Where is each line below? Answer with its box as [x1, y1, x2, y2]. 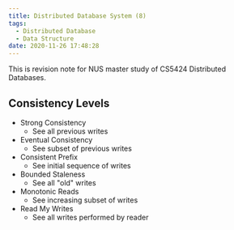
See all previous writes [32, 126, 108, 136]
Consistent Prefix [19, 151, 79, 162]
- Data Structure [15, 34, 74, 43]
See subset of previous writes [32, 143, 132, 153]
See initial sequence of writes [32, 160, 131, 170]
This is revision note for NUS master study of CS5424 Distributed [8, 64, 227, 74]
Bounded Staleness [19, 169, 86, 179]
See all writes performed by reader [32, 212, 149, 222]
